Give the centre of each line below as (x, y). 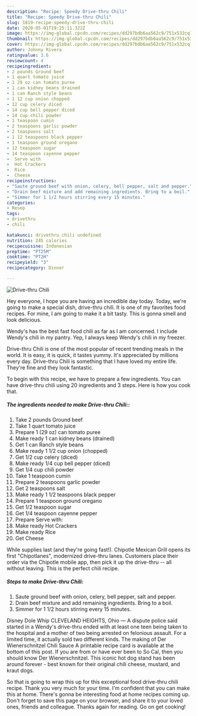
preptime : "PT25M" (29, 251)
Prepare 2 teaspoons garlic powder (58, 482)
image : (15, 33)
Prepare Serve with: (39, 519)
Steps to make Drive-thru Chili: (45, 581)
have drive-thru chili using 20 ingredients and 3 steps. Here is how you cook (98, 385)
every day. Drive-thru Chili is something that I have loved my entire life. (92, 361)
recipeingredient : (29, 66)
